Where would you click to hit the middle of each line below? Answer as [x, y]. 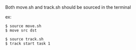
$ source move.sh [23, 26]
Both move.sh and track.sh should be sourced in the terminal [68, 7]
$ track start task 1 [28, 43]
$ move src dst [21, 30]
